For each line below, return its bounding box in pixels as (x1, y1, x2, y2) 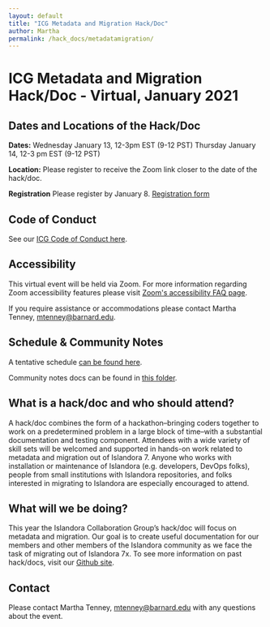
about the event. (8, 612, 63, 621)
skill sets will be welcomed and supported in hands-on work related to (8, 444, 243, 453)
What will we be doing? (8, 501, 128, 515)
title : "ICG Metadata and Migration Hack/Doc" (8, 19, 169, 28)
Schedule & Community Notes (8, 336, 164, 350)
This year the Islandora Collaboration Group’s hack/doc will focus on (8, 523, 237, 533)
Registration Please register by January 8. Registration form (8, 189, 210, 199)
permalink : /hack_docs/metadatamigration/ (8, 34, 154, 43)
